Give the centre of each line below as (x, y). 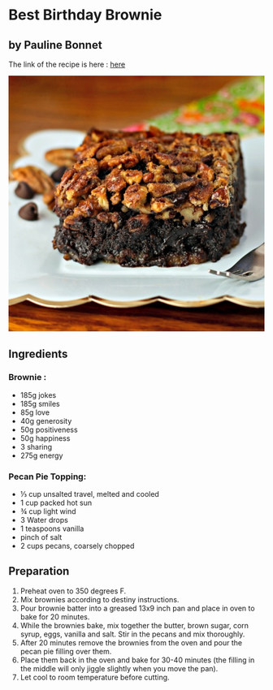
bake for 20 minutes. (55, 617)
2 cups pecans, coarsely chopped (77, 546)
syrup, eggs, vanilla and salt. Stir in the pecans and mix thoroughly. (132, 634)
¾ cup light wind (48, 511)
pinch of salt (41, 537)
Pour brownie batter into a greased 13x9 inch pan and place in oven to (137, 608)
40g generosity (46, 420)
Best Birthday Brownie (85, 15)
